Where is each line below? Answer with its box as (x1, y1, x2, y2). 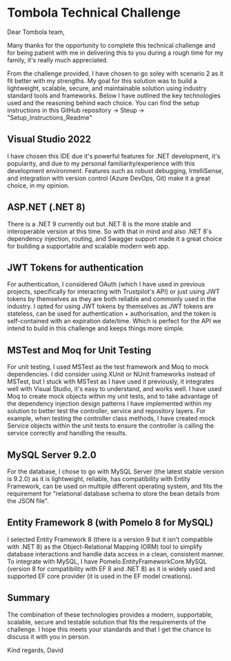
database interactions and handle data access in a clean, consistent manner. (7, 550, 225, 558)
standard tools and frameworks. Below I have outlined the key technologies (7, 91, 221, 100)
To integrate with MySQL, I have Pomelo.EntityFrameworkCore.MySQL (7, 557, 207, 565)
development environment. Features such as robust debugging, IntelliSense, (7, 166, 224, 174)
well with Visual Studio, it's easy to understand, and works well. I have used (7, 385, 222, 393)
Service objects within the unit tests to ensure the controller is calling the (7, 422, 214, 430)
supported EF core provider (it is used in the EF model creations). (7, 572, 193, 580)
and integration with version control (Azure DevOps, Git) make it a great (7, 174, 210, 182)
